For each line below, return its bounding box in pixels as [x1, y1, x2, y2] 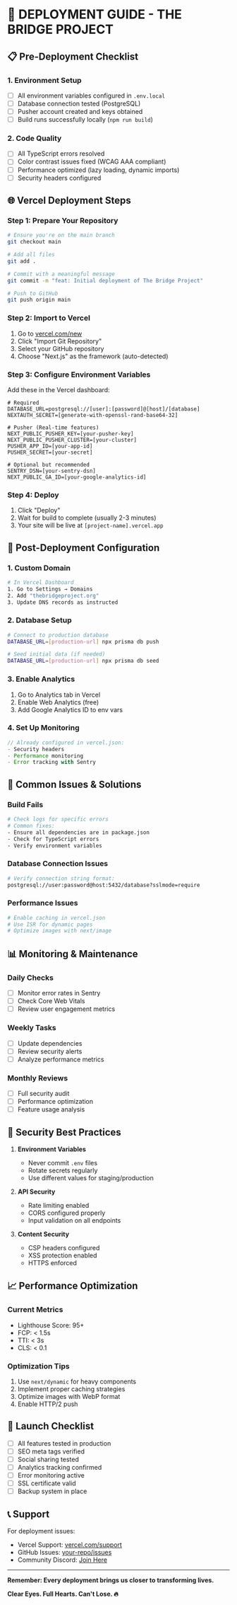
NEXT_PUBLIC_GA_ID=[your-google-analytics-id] [7, 474, 147, 481]
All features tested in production [17, 1439, 111, 1447]
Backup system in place [17, 1487, 87, 1496]
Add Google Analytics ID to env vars [17, 705, 123, 714]
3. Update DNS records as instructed [7, 598, 119, 606]
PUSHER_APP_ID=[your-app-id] [7, 442, 93, 450]
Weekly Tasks [7, 1023, 56, 1033]
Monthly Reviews [7, 1073, 68, 1083]
